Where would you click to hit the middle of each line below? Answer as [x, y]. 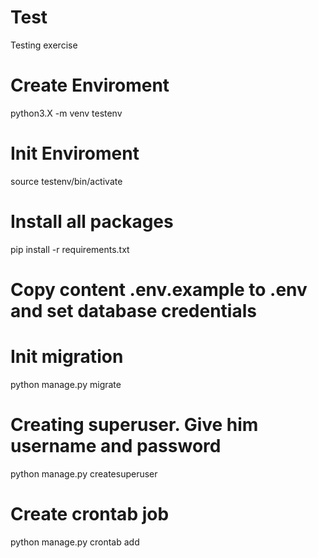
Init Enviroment [75, 153]
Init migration [67, 357]
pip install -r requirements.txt [70, 249]
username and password [116, 446]
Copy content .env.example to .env [159, 289]
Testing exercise [44, 45]
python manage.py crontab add [75, 542]
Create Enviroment [90, 85]
